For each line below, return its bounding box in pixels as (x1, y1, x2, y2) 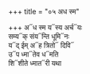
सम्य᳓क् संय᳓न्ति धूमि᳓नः (8, 32, 70, 41)
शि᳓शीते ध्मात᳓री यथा (8, 59, 62, 68)
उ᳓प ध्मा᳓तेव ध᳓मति (8, 49, 59, 59)
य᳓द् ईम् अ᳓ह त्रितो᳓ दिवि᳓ (8, 41, 74, 50)
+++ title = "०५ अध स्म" (8, 7, 80, 16)
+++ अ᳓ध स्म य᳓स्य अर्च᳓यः (8, 23, 83, 32)
